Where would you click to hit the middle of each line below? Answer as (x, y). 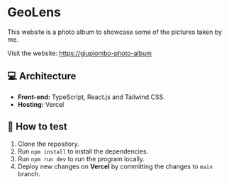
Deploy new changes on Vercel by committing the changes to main (115, 166)
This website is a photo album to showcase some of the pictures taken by (114, 32)
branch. (29, 173)
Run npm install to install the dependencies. (83, 151)
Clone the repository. (48, 144)
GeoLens (34, 12)
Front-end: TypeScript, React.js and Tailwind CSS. (91, 97)
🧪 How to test (37, 127)
